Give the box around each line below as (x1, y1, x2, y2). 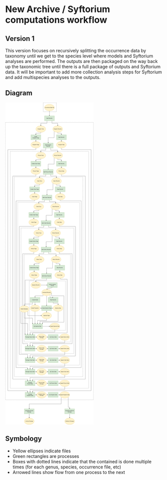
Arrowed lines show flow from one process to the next (12, 469, 125, 475)
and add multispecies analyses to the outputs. (5, 74, 101, 80)
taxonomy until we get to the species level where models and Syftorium (5, 53, 153, 59)
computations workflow (5, 14, 107, 26)
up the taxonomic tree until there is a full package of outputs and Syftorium (5, 64, 161, 69)
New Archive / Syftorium (5, 4, 111, 15)
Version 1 (5, 34, 35, 43)
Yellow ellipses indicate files (12, 448, 71, 454)
